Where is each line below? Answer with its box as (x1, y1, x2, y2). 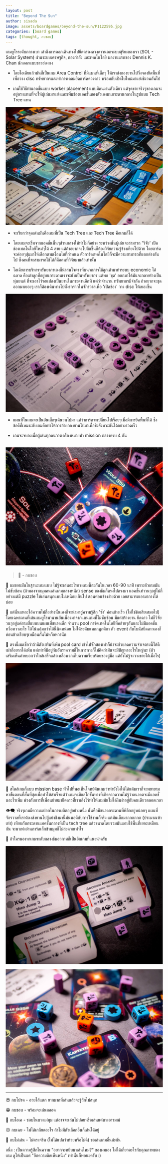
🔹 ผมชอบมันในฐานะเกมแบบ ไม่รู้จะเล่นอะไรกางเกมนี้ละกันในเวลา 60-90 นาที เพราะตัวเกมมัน (5, 582, 160, 588)
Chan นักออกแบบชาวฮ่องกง (5, 60, 53, 66)
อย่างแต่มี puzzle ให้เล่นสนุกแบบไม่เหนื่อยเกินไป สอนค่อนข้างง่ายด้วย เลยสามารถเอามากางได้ (5, 593, 159, 599)
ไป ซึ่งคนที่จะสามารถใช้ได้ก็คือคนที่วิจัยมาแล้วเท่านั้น (12, 257, 97, 263)
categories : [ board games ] (5, 29, 62, 34)
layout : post (5, 8, 33, 13)
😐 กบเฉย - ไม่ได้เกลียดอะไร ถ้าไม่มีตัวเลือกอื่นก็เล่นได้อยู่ (5, 1127, 99, 1133)
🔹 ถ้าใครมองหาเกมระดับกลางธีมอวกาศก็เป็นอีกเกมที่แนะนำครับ (5, 836, 108, 842)
